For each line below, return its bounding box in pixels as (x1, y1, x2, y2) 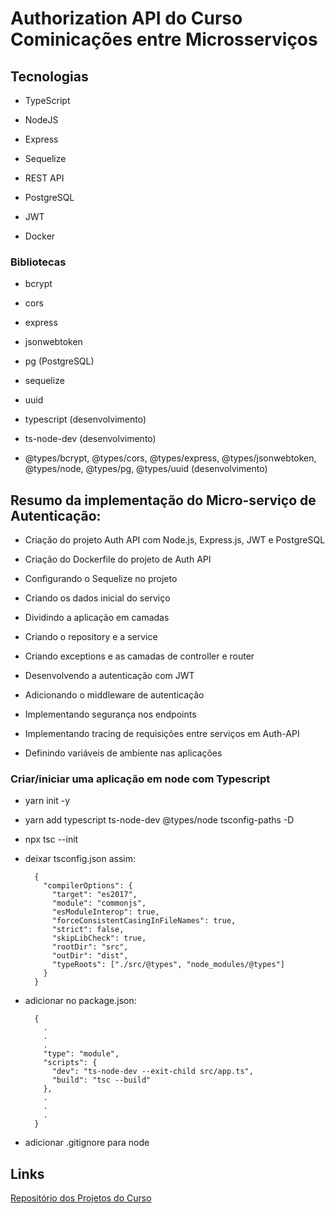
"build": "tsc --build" (51, 1075, 152, 1086)
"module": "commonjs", (51, 898, 147, 909)
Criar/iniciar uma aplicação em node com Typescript (10, 772, 271, 786)
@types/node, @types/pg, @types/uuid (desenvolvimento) (24, 463, 268, 475)
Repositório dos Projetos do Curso (10, 1192, 152, 1204)
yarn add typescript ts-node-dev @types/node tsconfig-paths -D (24, 814, 295, 826)
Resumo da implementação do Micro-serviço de (10, 492, 317, 509)
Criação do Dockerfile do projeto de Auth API (24, 553, 212, 566)
